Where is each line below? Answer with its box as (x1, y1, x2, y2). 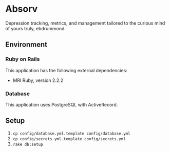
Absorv (5, 3, 38, 15)
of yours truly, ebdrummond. (5, 25, 66, 31)
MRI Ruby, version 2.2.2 (12, 77, 64, 83)
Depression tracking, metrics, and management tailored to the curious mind (5, 20, 165, 26)
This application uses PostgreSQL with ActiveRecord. (5, 101, 118, 107)
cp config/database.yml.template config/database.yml (12, 131, 130, 136)
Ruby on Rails (5, 56, 40, 63)
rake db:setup (12, 142, 43, 147)
